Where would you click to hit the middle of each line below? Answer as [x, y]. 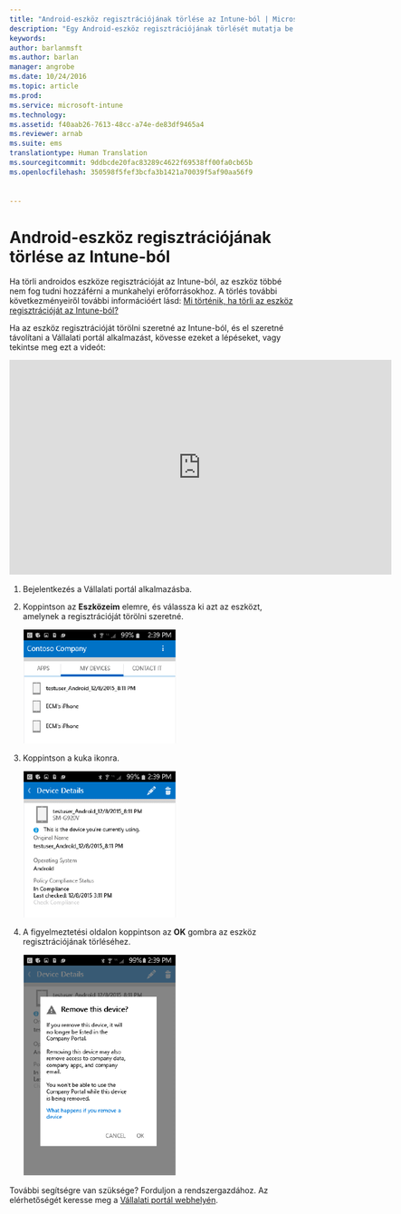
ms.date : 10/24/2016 [48, 77]
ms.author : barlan [44, 58]
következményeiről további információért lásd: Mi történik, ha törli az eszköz [152, 301]
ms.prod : [26, 95]
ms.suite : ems [36, 144]
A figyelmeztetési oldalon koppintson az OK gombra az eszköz [139, 932]
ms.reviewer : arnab [46, 134]
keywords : [28, 38]
